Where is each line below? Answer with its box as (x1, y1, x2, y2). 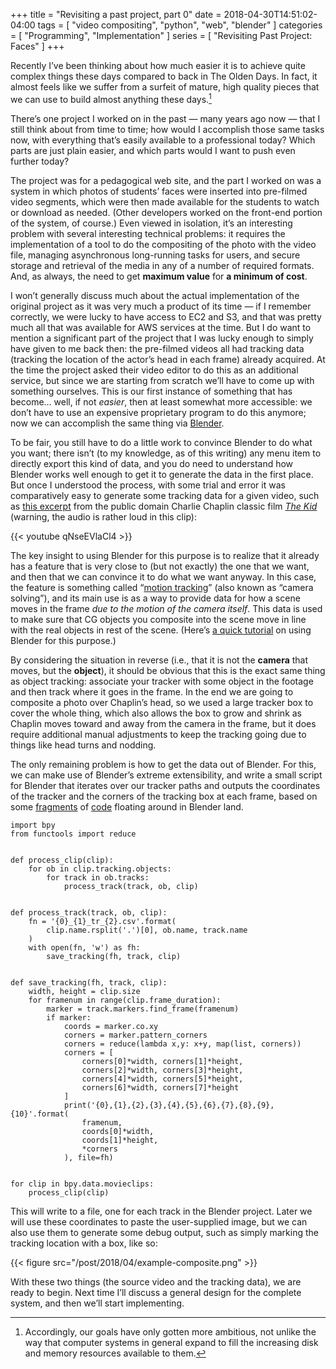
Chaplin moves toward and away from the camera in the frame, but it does (10, 717, 317, 729)
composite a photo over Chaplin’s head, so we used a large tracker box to (10, 696, 314, 708)
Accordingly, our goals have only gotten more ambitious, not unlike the (24, 1325, 317, 1338)
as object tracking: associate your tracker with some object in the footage (10, 675, 314, 687)
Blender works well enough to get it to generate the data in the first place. (10, 468, 314, 480)
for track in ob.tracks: (46, 872, 150, 883)
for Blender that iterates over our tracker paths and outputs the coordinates (10, 779, 321, 791)
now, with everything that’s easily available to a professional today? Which (10, 134, 316, 146)
